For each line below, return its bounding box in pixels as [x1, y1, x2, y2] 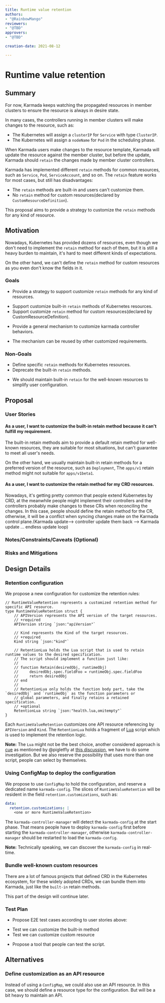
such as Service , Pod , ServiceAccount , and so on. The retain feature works [5, 172, 157, 178]
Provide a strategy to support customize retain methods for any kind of [12, 288, 158, 294]
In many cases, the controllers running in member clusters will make [5, 117, 144, 123]
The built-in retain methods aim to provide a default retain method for [5, 439, 146, 445]
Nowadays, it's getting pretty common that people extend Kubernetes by [5, 492, 153, 498]
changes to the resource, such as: [5, 122, 74, 128]
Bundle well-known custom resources [5, 862, 98, 869]
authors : [5, 12, 23, 17]
